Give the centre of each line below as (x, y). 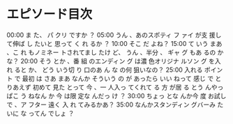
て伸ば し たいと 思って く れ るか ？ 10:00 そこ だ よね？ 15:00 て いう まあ (114, 43)
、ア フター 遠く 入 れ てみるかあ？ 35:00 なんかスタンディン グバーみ (115, 104)
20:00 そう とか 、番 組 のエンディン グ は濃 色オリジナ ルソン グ (113, 61)
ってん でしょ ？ (51, 113)
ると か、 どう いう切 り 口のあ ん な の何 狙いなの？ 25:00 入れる (108, 70)
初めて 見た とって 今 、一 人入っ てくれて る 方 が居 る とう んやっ (128, 87)
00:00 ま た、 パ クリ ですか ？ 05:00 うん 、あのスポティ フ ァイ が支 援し (114, 35)
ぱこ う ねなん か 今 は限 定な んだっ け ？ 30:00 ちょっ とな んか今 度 (106, 95)
